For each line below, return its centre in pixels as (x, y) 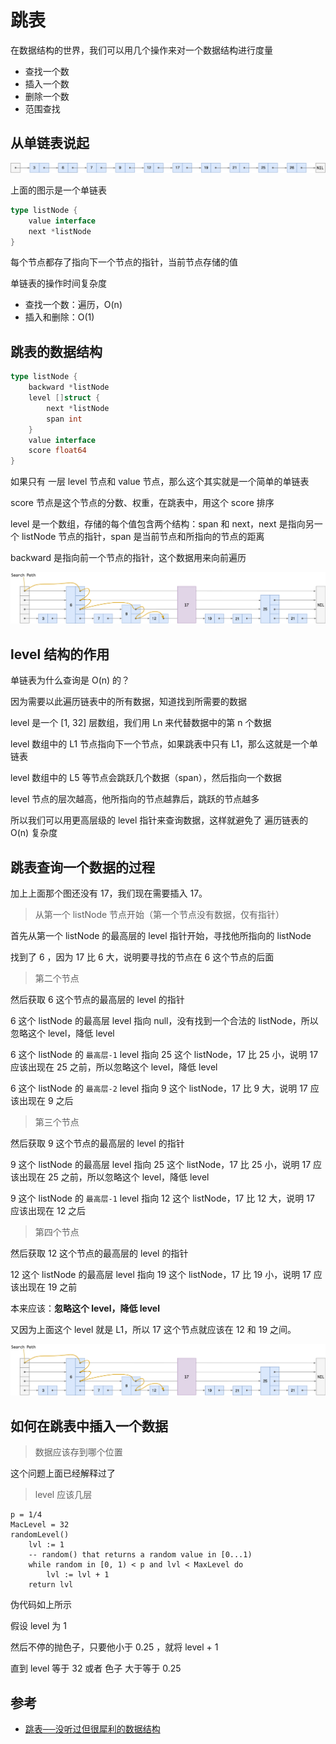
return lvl (51, 1585)
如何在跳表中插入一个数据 (89, 1426)
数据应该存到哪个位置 (78, 1452)
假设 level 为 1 (38, 1626)
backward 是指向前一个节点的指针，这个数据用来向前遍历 (128, 558)
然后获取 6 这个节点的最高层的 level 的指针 (97, 1000)
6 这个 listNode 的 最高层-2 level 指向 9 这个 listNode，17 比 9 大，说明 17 (159, 1088)
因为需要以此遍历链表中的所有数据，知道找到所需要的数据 (128, 702)
